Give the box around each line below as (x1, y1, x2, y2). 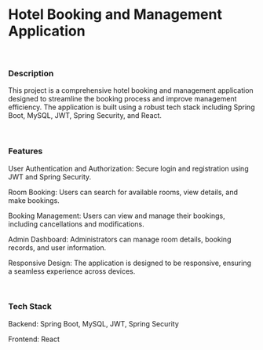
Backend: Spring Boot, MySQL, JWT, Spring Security (8, 319, 179, 328)
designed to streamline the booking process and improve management (8, 94, 237, 104)
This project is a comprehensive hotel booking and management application (8, 86, 254, 95)
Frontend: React (8, 334, 60, 344)
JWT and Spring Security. (8, 171, 92, 182)
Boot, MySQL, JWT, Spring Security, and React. (8, 111, 163, 120)
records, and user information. (8, 242, 107, 252)
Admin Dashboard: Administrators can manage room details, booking (8, 234, 232, 244)
